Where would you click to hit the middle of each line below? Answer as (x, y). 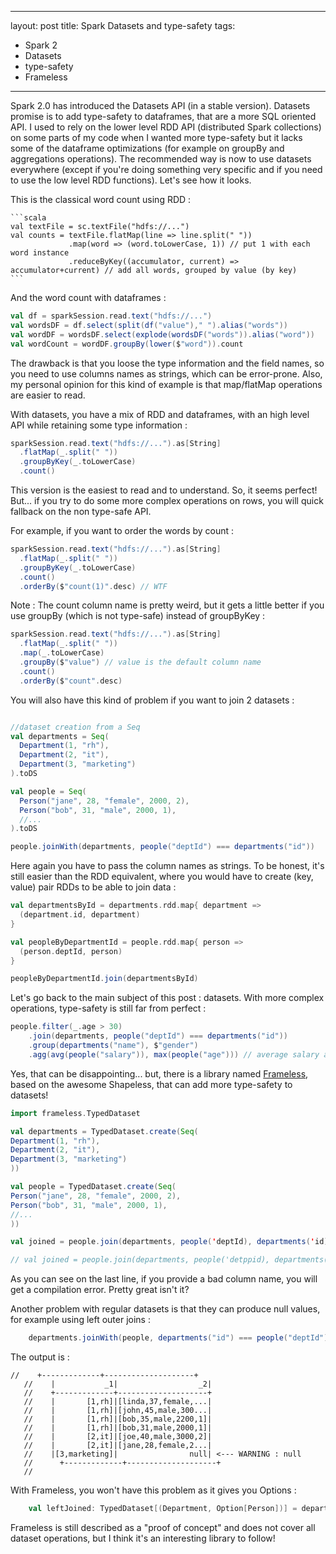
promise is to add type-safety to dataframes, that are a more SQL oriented (163, 116)
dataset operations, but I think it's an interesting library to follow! (143, 1538)
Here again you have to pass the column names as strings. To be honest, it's (167, 866)
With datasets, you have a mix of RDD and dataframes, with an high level (160, 414)
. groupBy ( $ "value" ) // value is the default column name (140, 662)
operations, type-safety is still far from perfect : (108, 1008)
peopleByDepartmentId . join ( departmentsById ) (104, 979)
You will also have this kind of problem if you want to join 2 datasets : (152, 700)
